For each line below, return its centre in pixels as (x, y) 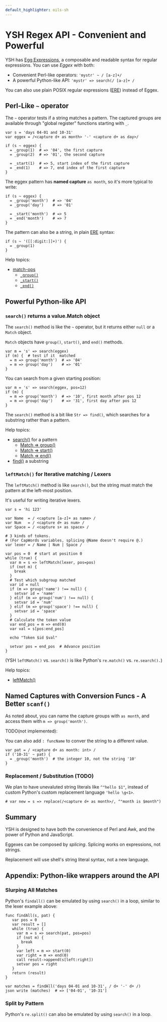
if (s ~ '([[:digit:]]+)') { (36, 241)
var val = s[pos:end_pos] (37, 629)
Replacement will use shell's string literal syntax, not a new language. (77, 860)
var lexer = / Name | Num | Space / (44, 545)
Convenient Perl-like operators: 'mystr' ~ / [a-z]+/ (67, 75)
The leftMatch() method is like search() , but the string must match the (79, 485)
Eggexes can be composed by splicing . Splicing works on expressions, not (83, 845)
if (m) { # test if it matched (40, 356)
